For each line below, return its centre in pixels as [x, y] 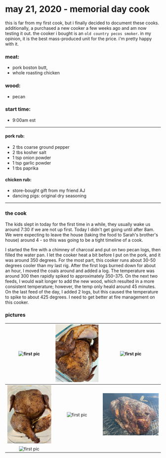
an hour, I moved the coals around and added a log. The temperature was [80, 271]
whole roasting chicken [36, 73]
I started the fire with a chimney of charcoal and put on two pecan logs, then [83, 249]
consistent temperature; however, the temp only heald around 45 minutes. [81, 286]
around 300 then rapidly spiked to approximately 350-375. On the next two [82, 276]
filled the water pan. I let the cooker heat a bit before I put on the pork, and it [83, 255]
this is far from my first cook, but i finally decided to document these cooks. [82, 23]
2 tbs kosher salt [29, 153]
